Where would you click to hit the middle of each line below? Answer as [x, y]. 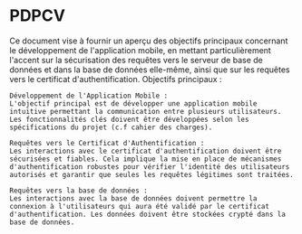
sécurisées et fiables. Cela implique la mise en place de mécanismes [146, 159]
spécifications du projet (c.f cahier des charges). [111, 127]
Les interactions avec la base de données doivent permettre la [133, 198]
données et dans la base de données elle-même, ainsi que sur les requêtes [150, 70]
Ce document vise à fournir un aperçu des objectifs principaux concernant [149, 41]
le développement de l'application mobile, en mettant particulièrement [141, 50]
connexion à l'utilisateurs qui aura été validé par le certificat [140, 206]
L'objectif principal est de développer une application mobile [133, 103]
